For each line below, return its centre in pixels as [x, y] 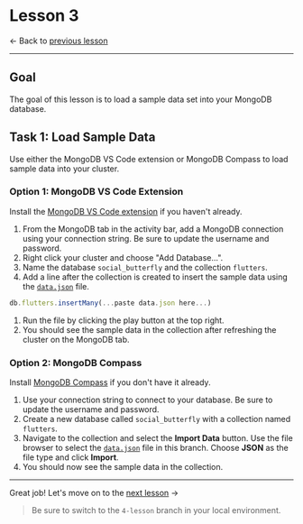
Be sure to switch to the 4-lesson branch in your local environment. [156, 510]
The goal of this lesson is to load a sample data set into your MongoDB [141, 99]
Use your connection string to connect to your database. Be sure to [147, 400]
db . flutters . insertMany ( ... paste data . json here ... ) [110, 303]
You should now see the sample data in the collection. [123, 467]
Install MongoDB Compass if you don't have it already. [110, 382]
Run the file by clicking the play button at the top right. [123, 320]
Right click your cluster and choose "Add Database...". [123, 257]
